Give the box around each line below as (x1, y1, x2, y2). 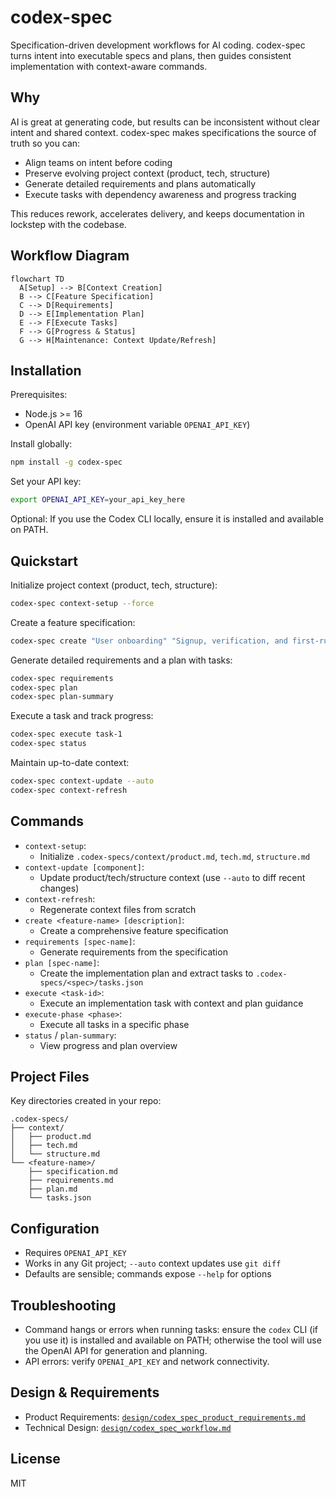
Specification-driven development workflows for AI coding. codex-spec (10, 39, 306, 51)
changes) (39, 882, 80, 894)
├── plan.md (28, 1184, 78, 1195)
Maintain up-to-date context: (10, 757, 130, 769)
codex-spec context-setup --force (10, 598, 155, 608)
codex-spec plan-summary (10, 692, 114, 702)
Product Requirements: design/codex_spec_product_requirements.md (24, 1411, 306, 1423)
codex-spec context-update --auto (10, 776, 155, 786)
